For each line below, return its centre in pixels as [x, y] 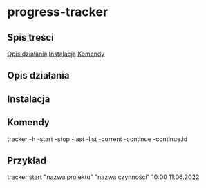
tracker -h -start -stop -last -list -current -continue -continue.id [97, 139]
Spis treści [30, 38]
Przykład [27, 160]
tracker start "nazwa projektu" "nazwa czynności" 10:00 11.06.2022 [103, 177]
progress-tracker [58, 12]
